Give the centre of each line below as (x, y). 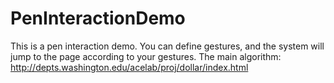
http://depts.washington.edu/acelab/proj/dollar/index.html (129, 67)
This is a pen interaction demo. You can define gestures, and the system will (167, 46)
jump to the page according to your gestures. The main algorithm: (146, 56)
